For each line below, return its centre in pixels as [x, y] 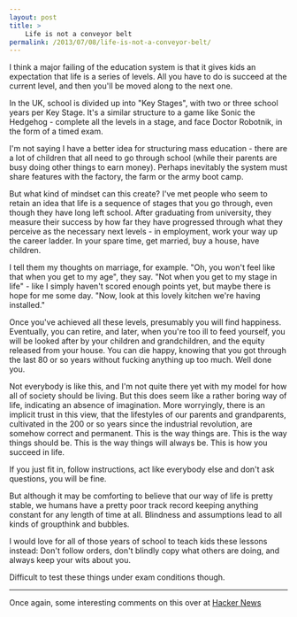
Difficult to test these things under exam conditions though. [117, 577]
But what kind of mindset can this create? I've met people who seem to [138, 194]
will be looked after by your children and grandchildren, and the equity [137, 341]
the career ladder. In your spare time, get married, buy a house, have [134, 241]
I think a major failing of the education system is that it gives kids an [133, 67]
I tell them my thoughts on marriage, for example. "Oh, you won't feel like [142, 267]
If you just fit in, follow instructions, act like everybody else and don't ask [142, 469]
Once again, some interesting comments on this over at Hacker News [135, 603]
